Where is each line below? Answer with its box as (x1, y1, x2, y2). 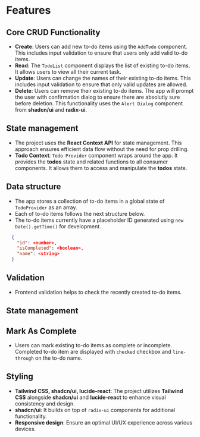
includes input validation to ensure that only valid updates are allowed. (14, 81, 187, 88)
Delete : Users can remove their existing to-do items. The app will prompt (14, 87, 194, 94)
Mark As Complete (6, 326, 77, 336)
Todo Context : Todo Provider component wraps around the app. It (14, 152, 178, 159)
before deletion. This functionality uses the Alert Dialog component (14, 100, 183, 107)
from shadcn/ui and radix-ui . (14, 106, 87, 113)
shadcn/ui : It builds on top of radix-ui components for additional (14, 406, 176, 413)
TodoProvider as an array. (14, 203, 77, 211)
